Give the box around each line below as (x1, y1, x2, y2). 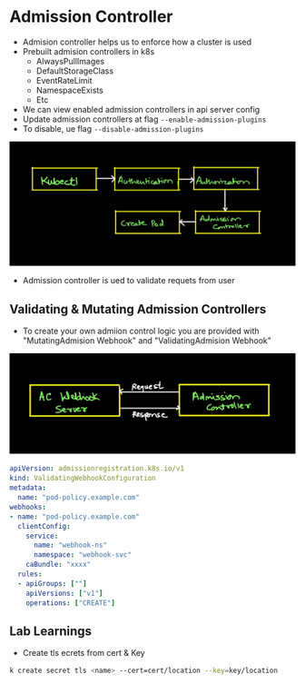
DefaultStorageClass (35, 65, 114, 76)
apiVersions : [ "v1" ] (25, 589, 103, 598)
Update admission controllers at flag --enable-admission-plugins (22, 114, 267, 124)
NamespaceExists (35, 84, 104, 95)
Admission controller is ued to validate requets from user (22, 275, 236, 286)
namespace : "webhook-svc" (33, 550, 132, 560)
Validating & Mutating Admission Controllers (9, 302, 267, 317)
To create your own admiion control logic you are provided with (22, 325, 261, 337)
